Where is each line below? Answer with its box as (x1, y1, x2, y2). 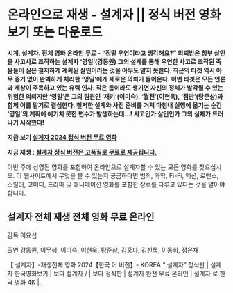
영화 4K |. (14, 278, 42, 286)
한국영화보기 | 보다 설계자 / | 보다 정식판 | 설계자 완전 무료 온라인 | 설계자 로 (14, 269, 218, 278)
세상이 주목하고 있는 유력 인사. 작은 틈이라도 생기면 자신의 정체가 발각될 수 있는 (14, 84, 224, 92)
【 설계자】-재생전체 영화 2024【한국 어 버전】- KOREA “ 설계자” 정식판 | (7, 260, 209, 269)
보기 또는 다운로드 (7, 24, 103, 40)
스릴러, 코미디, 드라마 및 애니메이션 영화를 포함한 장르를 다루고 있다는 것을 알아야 (7, 180, 225, 189)
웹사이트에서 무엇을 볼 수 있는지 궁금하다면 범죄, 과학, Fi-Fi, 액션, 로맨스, (23, 171, 219, 180)
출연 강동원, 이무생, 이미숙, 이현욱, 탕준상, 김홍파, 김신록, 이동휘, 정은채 (7, 246, 199, 254)
